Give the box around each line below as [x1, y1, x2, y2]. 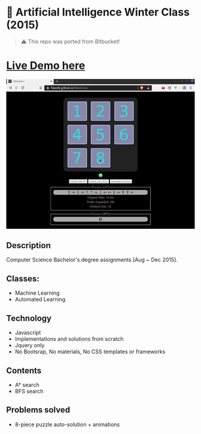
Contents [6, 365, 42, 375]
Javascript [14, 329, 41, 337]
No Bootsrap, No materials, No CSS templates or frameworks [14, 348, 166, 355]
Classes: [6, 273, 40, 283]
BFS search [14, 387, 44, 395]
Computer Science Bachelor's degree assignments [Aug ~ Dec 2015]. [6, 256, 178, 264]
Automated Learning [14, 296, 66, 303]
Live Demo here [6, 59, 86, 72]
